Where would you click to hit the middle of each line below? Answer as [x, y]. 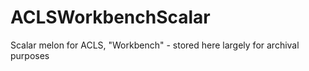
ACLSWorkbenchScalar [110, 17]
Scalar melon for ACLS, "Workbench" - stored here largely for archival [155, 45]
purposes [30, 55]
